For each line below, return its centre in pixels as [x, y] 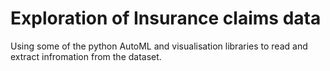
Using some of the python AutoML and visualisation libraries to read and [159, 46]
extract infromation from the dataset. [86, 56]
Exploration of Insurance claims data [166, 18]
